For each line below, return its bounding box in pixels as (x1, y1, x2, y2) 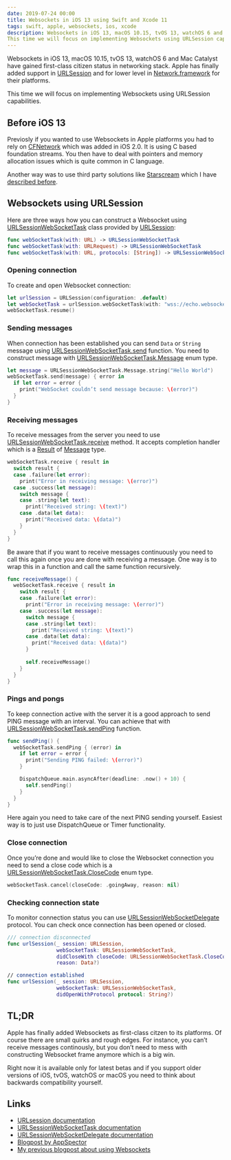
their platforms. (7, 76, 51, 85)
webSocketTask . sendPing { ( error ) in (13, 744, 122, 751)
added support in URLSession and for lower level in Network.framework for (7, 69, 220, 78)
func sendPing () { (7, 737, 60, 744)
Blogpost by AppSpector (16, 1138, 87, 1146)
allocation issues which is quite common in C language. (7, 157, 164, 165)
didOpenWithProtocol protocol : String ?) (56, 991, 174, 998)
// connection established (7, 972, 85, 979)
